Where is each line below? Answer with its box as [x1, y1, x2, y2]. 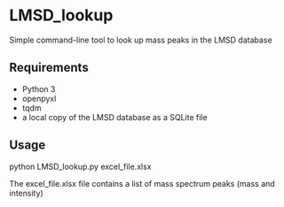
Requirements [9, 60, 89, 75]
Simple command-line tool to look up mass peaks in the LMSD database [9, 34, 272, 45]
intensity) [9, 188, 44, 198]
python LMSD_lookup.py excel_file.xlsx [9, 161, 152, 172]
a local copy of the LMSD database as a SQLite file [21, 111, 208, 122]
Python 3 [21, 83, 56, 94]
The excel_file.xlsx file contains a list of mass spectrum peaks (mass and [9, 178, 275, 188]
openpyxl [21, 93, 57, 103]
